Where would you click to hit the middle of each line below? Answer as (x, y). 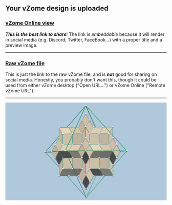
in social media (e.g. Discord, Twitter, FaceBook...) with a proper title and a (84, 39)
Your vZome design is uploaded (57, 8)
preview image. (21, 45)
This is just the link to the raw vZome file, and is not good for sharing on (81, 74)
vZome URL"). (20, 90)
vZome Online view (30, 23)
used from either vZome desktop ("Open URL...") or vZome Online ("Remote (85, 85)
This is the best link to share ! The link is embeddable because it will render (85, 34)
